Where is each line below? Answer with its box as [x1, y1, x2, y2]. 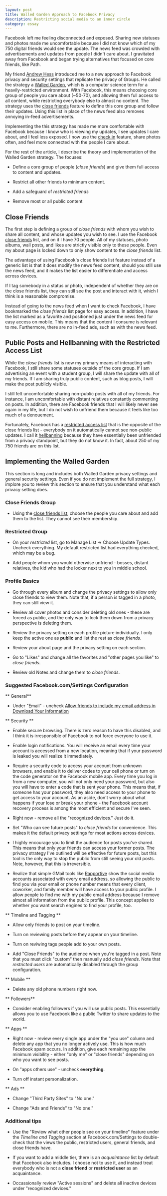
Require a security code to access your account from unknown [12, 763, 142, 769]
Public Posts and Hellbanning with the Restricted [5, 338, 160, 347]
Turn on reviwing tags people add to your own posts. [12, 941, 121, 947]
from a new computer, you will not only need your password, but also [12, 778, 155, 785]
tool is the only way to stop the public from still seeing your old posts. [12, 855, 156, 861]
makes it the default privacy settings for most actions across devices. [12, 830, 156, 836]
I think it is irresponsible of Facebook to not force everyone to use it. [12, 733, 153, 739]
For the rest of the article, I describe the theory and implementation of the [5, 149, 157, 155]
